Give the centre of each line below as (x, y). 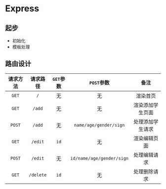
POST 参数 (99, 83)
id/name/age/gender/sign (100, 158)
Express (22, 9)
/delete (38, 175)
